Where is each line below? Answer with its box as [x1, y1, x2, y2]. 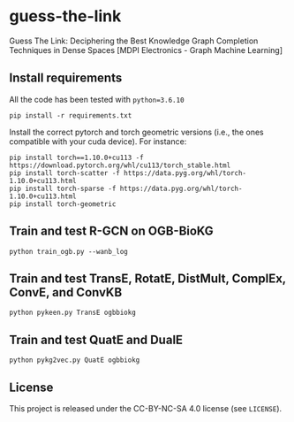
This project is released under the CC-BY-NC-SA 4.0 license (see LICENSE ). [9, 403, 283, 413]
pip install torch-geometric [9, 199, 117, 209]
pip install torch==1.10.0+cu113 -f [9, 153, 144, 162]
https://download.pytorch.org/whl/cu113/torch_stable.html [9, 161, 231, 170]
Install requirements [9, 71, 123, 86]
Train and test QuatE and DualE [9, 332, 184, 347]
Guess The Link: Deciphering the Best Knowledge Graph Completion [9, 35, 259, 46]
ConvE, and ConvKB [9, 285, 123, 300]
